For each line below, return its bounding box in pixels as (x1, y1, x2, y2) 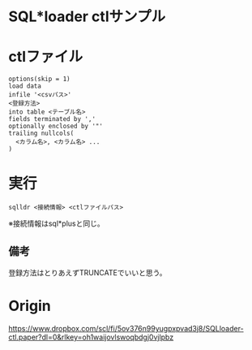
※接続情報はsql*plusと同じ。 (8, 218, 105, 228)
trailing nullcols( (8, 129, 75, 138)
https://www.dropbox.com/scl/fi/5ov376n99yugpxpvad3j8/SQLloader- (8, 323, 245, 333)
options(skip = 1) (8, 75, 70, 84)
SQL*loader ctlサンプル (8, 7, 166, 26)
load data (8, 82, 42, 90)
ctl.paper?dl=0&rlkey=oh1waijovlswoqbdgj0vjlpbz (8, 332, 174, 342)
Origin (8, 297, 51, 315)
